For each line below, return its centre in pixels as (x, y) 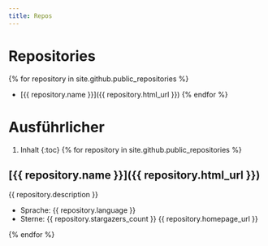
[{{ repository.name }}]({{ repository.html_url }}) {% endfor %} (124, 94)
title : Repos (30, 16)
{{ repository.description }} (54, 195)
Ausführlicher (57, 127)
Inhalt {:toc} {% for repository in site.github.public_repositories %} (131, 149)
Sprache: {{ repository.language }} (78, 210)
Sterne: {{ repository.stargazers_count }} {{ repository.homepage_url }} (139, 219)
